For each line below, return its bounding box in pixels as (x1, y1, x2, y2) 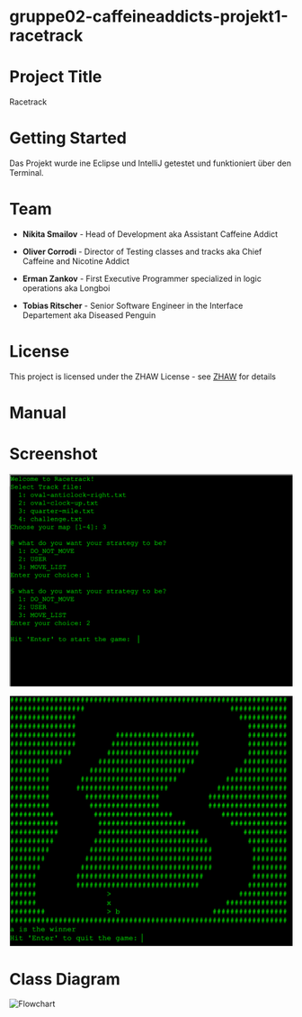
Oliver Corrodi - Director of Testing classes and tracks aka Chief (22, 246, 262, 257)
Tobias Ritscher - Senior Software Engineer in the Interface (22, 300, 244, 311)
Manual (9, 403, 67, 423)
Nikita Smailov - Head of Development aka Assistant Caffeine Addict (22, 229, 279, 240)
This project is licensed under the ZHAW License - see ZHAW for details (9, 371, 277, 382)
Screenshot (9, 444, 98, 465)
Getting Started (9, 128, 128, 149)
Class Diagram (9, 968, 121, 989)
